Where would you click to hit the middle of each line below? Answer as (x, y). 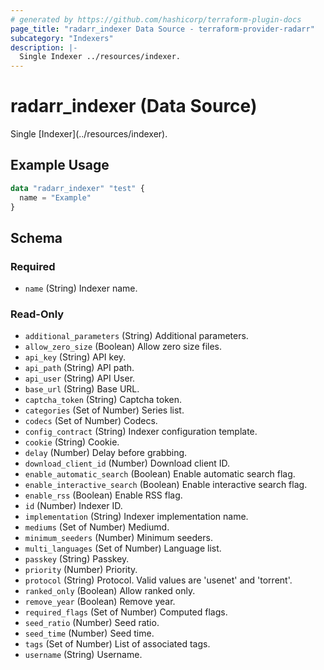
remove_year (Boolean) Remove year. (100, 602)
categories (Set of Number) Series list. (104, 410)
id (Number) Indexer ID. (73, 506)
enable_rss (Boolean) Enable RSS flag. (103, 495)
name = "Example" (55, 197)
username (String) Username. (83, 655)
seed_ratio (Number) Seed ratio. (92, 623)
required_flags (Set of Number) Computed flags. (126, 612)
